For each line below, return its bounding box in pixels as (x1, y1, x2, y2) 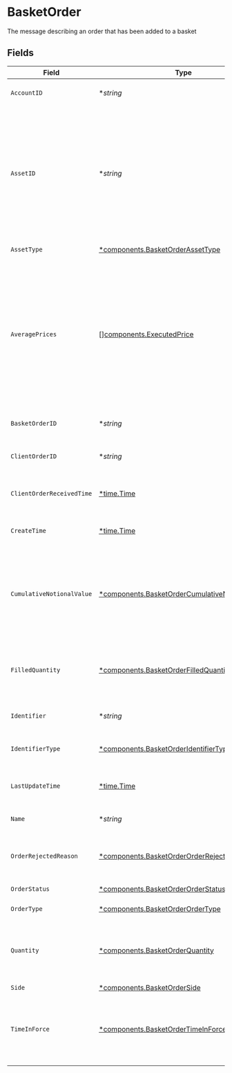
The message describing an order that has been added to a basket (7, 27, 197, 35)
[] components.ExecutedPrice (99, 330, 194, 339)
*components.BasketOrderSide (99, 982, 202, 992)
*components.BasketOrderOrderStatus (99, 884, 226, 894)
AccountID (10, 89, 43, 97)
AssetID (10, 169, 36, 177)
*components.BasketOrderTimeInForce (99, 1024, 226, 1034)
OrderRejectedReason (10, 852, 78, 860)
